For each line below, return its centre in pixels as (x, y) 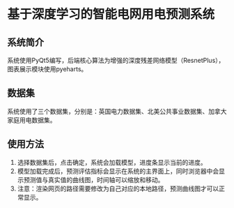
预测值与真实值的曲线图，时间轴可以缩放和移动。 (94, 179)
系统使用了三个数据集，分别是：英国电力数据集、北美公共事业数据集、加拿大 (117, 111)
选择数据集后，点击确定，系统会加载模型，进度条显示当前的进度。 (112, 162)
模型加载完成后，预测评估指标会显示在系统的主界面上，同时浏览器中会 (118, 171)
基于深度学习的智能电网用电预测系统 (111, 14)
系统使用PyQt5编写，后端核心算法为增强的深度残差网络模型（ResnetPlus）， (116, 60)
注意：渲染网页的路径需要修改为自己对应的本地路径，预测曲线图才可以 (118, 188)
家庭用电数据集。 (32, 120)
